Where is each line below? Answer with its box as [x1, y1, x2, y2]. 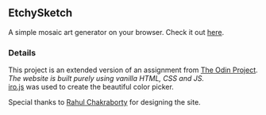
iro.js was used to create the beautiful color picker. [8, 82, 175, 92]
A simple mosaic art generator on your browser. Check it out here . [8, 27, 225, 36]
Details [8, 47, 37, 58]
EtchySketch [8, 6, 73, 20]
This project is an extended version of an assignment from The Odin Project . [8, 65, 258, 75]
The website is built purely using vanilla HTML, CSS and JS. [8, 74, 205, 83]
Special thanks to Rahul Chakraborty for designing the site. [8, 98, 201, 107]
